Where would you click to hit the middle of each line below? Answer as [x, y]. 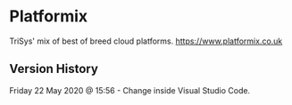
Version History [54, 69]
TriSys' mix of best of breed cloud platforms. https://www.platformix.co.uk [146, 41]
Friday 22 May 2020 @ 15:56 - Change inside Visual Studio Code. [130, 90]
